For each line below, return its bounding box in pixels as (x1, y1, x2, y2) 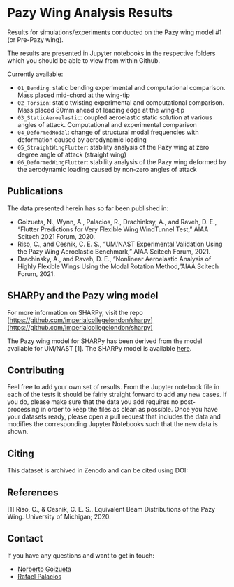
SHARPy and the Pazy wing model (7, 290, 159, 302)
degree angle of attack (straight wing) (17, 150, 127, 159)
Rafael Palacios (17, 572, 62, 581)
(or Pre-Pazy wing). (7, 35, 64, 43)
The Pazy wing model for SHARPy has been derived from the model (7, 337, 203, 345)
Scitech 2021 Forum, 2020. (17, 232, 96, 240)
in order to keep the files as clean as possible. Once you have (41, 405, 218, 414)
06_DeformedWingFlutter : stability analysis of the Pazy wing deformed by (17, 157, 226, 166)
